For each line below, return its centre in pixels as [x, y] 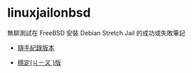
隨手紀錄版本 [36, 47]
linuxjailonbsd [49, 13]
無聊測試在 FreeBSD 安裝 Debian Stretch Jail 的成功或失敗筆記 [96, 33]
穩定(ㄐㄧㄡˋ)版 [39, 62]
